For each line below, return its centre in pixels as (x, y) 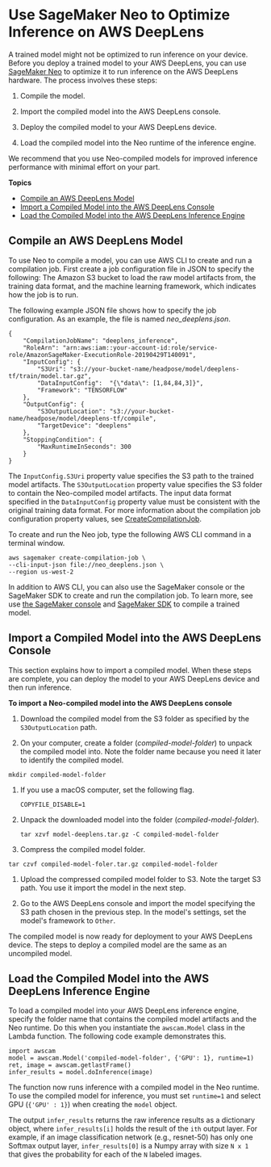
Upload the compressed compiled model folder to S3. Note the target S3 (140, 879)
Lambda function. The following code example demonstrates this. (117, 1036)
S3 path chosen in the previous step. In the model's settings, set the (133, 912)
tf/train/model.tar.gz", (50, 376)
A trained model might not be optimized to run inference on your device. (128, 54)
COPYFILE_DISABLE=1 (53, 804)
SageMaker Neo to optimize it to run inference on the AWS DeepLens (123, 71)
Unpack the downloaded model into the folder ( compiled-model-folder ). (140, 819)
